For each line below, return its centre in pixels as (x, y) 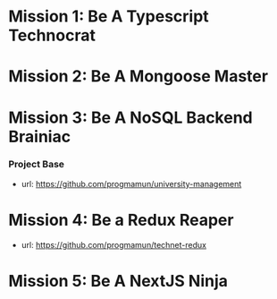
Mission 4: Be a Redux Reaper (121, 220)
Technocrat (52, 35)
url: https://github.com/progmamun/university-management (131, 184)
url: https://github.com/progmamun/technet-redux (114, 244)
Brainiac (40, 137)
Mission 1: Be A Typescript (109, 17)
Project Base (36, 165)
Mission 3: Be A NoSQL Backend (130, 117)
